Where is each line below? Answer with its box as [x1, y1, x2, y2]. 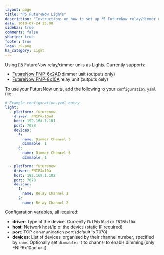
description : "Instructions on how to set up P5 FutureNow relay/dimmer [5, 16, 156, 21]
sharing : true [5, 35, 34, 40]
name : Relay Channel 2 [22, 200, 69, 205]
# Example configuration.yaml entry [5, 100, 80, 105]
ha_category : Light [5, 48, 45, 53]
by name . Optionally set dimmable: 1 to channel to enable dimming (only [12, 239, 155, 245]
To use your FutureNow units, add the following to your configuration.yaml [5, 86, 156, 92]
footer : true [5, 39, 32, 44]
